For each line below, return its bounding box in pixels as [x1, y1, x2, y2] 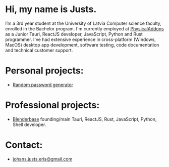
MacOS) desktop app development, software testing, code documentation [5, 41, 159, 48]
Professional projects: [5, 100, 100, 111]
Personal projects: [5, 65, 84, 76]
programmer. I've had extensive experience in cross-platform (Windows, [5, 36, 156, 43]
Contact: [5, 139, 43, 150]
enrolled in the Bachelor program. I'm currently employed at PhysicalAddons [5, 25, 164, 31]
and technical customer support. [5, 47, 73, 53]
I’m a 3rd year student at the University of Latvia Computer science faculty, [5, 20, 161, 26]
